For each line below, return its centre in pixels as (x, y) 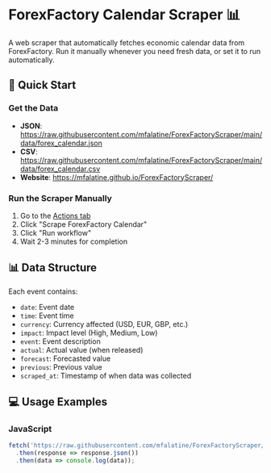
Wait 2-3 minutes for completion (73, 241)
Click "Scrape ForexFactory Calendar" (83, 224)
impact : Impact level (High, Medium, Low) (89, 333)
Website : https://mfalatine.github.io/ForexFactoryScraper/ (117, 177)
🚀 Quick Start (42, 85)
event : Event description (60, 341)
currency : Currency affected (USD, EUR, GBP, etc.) (104, 324)
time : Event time (47, 316)
